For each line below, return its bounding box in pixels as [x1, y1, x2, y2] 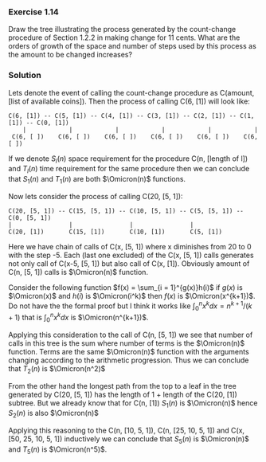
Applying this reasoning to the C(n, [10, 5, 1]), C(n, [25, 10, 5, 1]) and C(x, [8, 425, 245, 436]
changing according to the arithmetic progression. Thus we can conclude [8, 355, 249, 365]
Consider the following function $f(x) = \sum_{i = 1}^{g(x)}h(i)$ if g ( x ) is [8, 282, 243, 292]
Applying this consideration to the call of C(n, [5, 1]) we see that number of [8, 330, 253, 339]
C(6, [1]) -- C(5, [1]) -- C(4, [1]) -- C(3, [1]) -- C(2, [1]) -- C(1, [8, 112, 255, 119]
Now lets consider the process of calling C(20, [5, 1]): [8, 191, 183, 201]
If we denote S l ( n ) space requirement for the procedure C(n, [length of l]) [8, 154, 248, 165]
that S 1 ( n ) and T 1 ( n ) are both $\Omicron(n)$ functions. [8, 174, 186, 186]
